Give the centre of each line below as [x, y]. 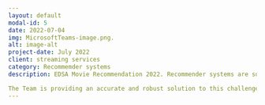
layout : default [35, 15]
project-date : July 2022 [49, 52]
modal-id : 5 [28, 23]
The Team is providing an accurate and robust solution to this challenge [134, 88]
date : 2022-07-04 [37, 30]
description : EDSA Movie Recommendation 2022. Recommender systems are [128, 74]
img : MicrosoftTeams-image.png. [61, 37]
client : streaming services [54, 60]
